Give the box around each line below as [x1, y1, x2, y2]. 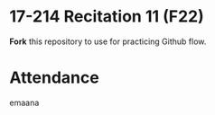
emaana [9, 97, 40, 108]
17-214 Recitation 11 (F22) [9, 6, 205, 27]
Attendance [9, 67, 99, 88]
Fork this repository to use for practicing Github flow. [9, 36, 207, 47]
